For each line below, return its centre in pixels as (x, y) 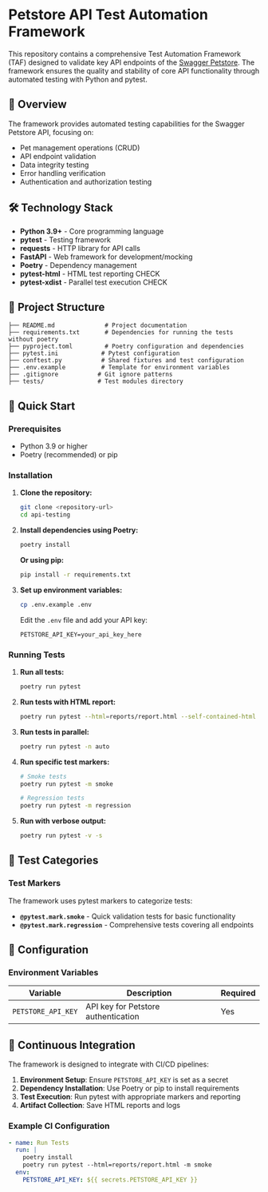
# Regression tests (52, 798)
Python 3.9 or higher (53, 446)
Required (238, 993)
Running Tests (37, 655)
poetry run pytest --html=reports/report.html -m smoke (118, 1165)
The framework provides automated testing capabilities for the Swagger (126, 124)
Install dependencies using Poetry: (79, 530)
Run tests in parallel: (55, 732)
